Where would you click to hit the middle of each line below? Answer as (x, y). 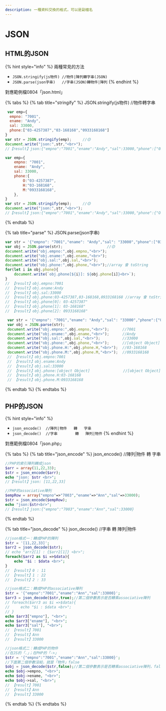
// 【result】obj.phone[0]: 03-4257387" (46, 302)
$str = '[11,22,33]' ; (27, 543)
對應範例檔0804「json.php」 (35, 443)
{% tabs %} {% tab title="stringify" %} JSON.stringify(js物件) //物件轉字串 (80, 103)
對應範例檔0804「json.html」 (35, 92)
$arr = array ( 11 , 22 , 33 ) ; (31, 468)
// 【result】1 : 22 (25, 575)
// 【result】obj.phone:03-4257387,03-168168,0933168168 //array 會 (76, 297)
